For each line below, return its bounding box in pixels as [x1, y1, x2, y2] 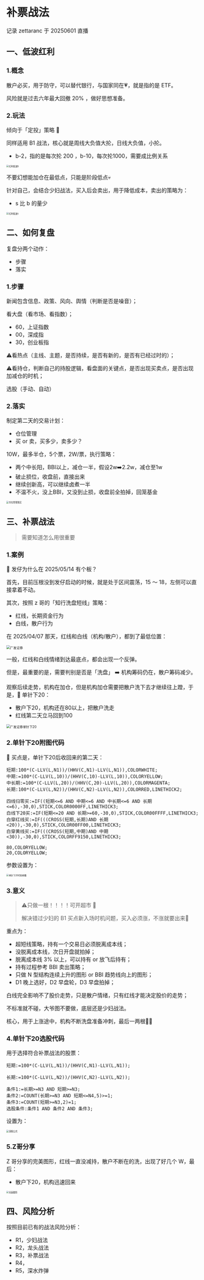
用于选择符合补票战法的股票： [6, 1049, 81, 1057]
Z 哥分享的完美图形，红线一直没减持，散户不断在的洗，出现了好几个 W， [6, 1157, 189, 1165]
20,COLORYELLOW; [6, 850, 48, 856]
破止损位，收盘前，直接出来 [15, 473, 86, 480]
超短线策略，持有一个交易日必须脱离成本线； [15, 940, 128, 948]
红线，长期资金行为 [15, 612, 64, 620]
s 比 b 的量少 [15, 199, 48, 207]
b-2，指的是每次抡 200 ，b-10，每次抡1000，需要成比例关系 [15, 152, 168, 159]
